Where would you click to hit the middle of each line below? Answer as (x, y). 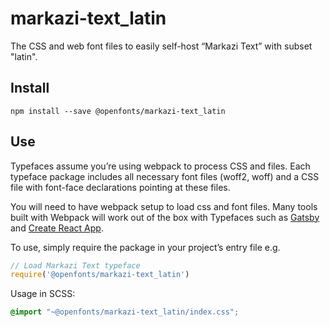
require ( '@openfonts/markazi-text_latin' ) (100, 275)
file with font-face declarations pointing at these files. (120, 187)
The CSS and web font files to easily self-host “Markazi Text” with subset (161, 46)
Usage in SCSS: (43, 294)
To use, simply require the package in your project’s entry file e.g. (145, 247)
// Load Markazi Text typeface (75, 265)
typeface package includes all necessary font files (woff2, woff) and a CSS (165, 176)
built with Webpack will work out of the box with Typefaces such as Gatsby (165, 217)
